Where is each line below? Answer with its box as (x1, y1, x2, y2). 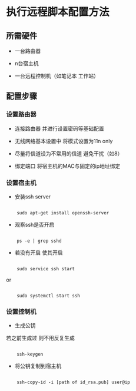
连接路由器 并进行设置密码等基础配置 (14, 125, 104, 132)
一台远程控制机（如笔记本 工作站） (14, 72, 99, 79)
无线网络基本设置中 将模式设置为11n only (14, 137, 113, 144)
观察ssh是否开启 (14, 221, 55, 228)
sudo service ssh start (16, 266, 75, 271)
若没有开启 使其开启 (14, 248, 63, 256)
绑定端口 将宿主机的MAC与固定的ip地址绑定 (14, 163, 121, 170)
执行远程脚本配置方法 (6, 5, 110, 19)
